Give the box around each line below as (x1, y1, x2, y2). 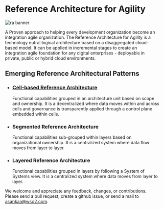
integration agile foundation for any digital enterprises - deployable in (5, 50, 145, 56)
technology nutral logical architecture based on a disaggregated (5, 39, 135, 45)
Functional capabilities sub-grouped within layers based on (12, 134, 132, 140)
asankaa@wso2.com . (5, 199, 48, 205)
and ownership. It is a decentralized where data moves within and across (12, 101, 160, 106)
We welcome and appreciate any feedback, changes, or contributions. (5, 188, 147, 194)
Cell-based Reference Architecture (12, 84, 97, 91)
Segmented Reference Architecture (12, 123, 99, 130)
